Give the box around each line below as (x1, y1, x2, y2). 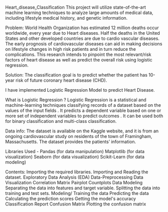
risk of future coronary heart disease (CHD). (15, 78, 107, 83)
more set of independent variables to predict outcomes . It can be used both (5, 113, 163, 119)
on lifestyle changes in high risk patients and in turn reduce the (5, 46, 136, 52)
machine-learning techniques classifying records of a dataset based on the (5, 102, 161, 108)
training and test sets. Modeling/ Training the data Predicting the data (5, 190, 149, 196)
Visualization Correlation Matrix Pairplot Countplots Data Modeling (5, 180, 143, 185)
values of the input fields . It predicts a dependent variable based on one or (5, 108, 161, 113)
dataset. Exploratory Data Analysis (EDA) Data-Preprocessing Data (5, 174, 143, 180)
